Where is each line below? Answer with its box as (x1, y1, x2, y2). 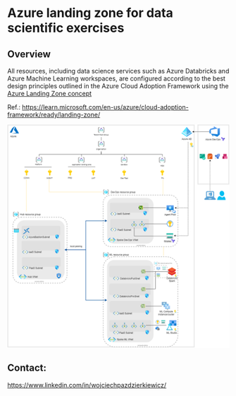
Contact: (7, 362, 47, 374)
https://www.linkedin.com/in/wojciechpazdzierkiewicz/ (7, 380, 167, 389)
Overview (7, 48, 51, 60)
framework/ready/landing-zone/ (7, 111, 101, 119)
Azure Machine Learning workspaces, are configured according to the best (7, 74, 225, 83)
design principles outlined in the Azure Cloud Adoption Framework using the (7, 82, 229, 90)
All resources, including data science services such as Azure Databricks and (7, 67, 230, 75)
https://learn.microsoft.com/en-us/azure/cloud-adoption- (22, 103, 189, 111)
